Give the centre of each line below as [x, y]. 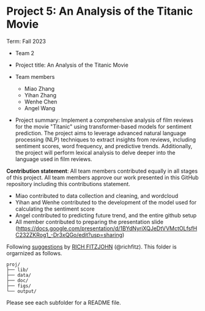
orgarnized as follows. [34, 253]
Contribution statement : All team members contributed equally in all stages [102, 171]
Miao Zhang [39, 88]
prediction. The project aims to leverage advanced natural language [101, 133]
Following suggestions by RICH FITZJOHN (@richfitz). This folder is [91, 247]
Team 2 [25, 53]
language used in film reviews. [54, 159]
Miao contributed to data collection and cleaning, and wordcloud [97, 196]
